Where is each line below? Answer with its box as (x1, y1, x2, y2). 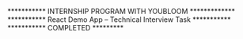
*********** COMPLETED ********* (7, 23, 124, 32)
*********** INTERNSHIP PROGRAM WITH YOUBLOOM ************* (7, 7, 235, 16)
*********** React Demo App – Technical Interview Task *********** (7, 15, 231, 24)
